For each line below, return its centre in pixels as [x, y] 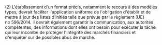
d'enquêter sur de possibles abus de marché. [50, 37]
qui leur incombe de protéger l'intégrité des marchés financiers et [71, 32]
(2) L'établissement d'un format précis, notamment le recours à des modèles [81, 7]
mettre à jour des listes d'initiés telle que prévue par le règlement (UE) [75, 17]
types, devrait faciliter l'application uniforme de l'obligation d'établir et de [78, 12]
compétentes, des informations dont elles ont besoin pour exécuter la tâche [81, 27]
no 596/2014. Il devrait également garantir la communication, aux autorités [79, 22]
